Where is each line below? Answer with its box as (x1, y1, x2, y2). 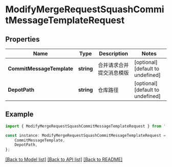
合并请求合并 (98, 61, 129, 69)
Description (99, 50, 128, 57)
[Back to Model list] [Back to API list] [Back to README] (5, 156, 123, 162)
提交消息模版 (98, 69, 129, 76)
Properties (5, 35, 40, 44)
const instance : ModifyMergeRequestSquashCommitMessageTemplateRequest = (5, 133, 166, 138)
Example (5, 110, 34, 119)
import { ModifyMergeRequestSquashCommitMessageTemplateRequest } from (5, 123, 161, 129)
